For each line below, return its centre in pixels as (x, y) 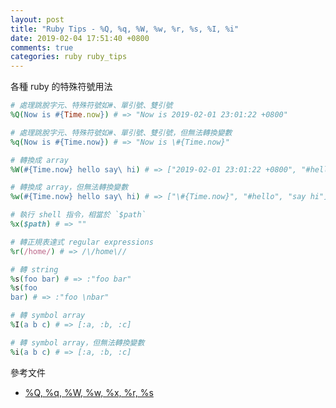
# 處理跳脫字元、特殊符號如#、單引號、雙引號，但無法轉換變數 (121, 132)
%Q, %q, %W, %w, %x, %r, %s (89, 392)
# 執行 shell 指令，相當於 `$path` (78, 215)
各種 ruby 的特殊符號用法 (61, 87)
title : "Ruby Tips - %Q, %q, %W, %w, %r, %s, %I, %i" (125, 29)
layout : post (37, 19)
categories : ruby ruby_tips (69, 57)
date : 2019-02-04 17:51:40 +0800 (80, 38)
